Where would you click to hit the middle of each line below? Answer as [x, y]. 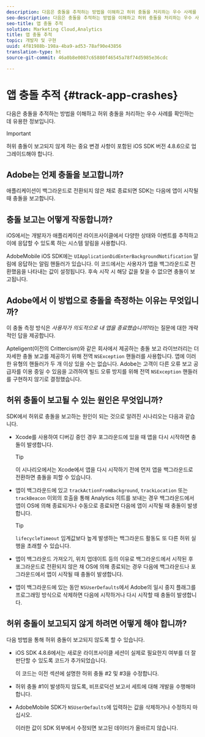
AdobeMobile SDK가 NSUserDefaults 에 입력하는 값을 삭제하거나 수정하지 [103, 707]
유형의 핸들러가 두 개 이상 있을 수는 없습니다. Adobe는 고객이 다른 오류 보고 [102, 364]
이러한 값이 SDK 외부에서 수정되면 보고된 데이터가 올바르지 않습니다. [97, 728]
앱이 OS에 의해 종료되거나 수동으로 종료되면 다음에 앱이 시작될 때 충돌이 [101, 505]
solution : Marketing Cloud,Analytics [54, 29]
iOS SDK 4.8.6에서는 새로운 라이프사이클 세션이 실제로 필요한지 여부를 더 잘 [106, 652]
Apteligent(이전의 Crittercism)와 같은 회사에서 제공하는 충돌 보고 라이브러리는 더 [103, 348]
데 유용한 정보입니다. [31, 121]
